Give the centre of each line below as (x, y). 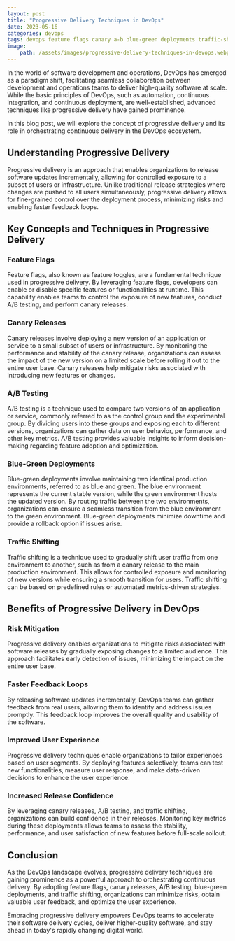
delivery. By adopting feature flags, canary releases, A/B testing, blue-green (117, 886)
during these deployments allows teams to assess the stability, (97, 826)
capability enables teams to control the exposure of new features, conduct (115, 297)
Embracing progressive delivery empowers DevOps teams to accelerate (111, 915)
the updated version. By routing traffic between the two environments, (108, 502)
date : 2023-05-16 (33, 27)
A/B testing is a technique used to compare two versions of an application (114, 408)
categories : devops (36, 33)
